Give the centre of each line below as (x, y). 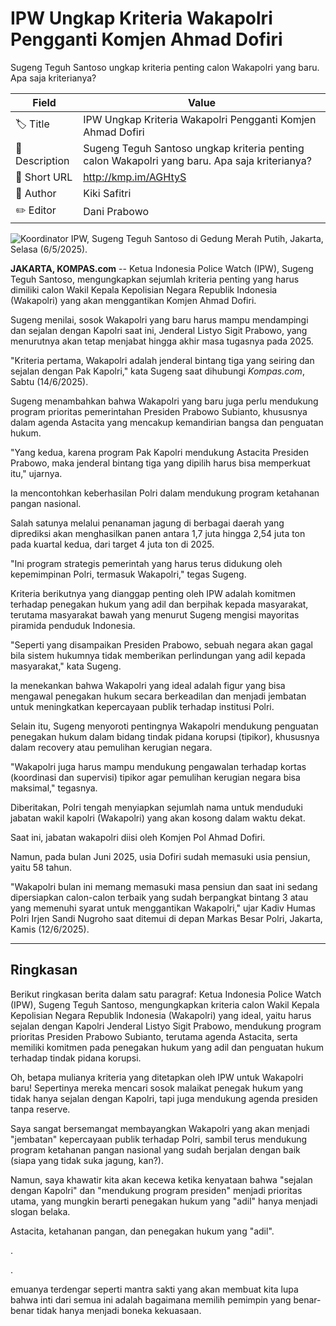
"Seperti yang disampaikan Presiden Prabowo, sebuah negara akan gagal (161, 644)
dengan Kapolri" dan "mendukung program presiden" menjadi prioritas (156, 1190)
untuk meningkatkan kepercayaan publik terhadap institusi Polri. (142, 706)
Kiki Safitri (107, 193)
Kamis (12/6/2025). (50, 929)
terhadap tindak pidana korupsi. (76, 1058)
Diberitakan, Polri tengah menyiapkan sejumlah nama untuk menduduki (156, 807)
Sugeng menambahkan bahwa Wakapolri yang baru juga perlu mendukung (164, 401)
